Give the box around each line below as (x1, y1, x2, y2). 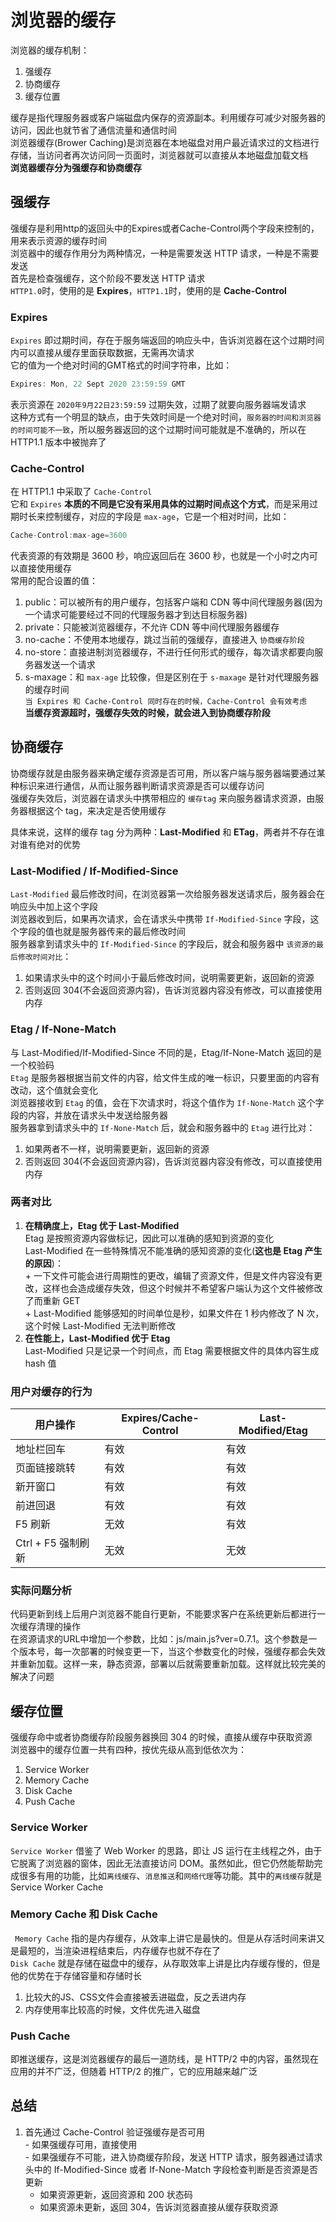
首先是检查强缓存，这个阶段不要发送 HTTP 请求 (10, 272, 206, 284)
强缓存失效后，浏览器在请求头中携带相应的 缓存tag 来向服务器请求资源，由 (10, 792, 316, 804)
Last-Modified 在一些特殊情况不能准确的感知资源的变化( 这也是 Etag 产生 (24, 1244, 323, 1256)
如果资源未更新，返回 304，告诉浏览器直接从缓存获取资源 (39, 2201, 279, 2213)
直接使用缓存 (18, 562, 72, 575)
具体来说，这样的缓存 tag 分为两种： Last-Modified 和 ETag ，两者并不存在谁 (10, 826, 325, 838)
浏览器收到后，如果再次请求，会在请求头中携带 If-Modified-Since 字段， (10, 913, 311, 925)
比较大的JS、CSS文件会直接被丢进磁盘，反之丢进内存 (24, 1991, 247, 2003)
